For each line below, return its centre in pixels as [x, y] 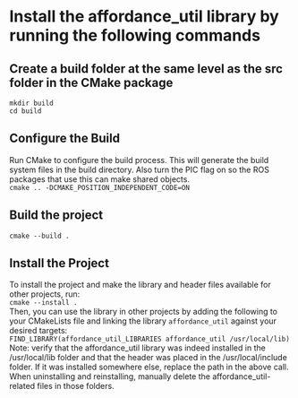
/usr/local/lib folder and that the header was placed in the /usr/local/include [149, 358]
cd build [26, 111]
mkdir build [31, 103]
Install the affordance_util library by [144, 17]
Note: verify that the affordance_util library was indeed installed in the [137, 348]
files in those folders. [76, 386]
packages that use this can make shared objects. [100, 179]
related [22, 386]
